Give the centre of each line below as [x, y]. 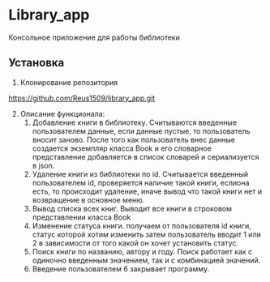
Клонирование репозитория [69, 82]
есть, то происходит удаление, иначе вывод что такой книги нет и [147, 191]
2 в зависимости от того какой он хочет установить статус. [135, 243]
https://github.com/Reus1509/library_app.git [82, 98]
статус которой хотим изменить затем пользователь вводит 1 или [146, 234]
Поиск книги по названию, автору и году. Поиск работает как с [142, 251]
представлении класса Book [81, 217]
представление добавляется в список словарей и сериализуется [146, 156]
